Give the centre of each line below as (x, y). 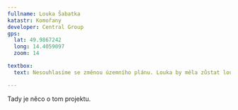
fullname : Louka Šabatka (44, 14)
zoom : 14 (27, 54)
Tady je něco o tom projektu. (49, 99)
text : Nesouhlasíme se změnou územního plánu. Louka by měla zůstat (117, 72)
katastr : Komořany (34, 20)
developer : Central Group (45, 27)
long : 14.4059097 (39, 47)
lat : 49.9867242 (38, 40)
